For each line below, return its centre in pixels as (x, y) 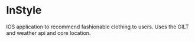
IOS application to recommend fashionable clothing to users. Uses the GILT (97, 27)
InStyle (24, 10)
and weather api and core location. (48, 33)
